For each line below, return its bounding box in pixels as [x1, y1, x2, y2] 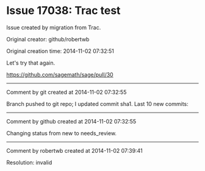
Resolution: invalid [6, 159, 52, 166]
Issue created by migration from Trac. [6, 24, 101, 31]
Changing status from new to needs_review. [6, 129, 117, 137]
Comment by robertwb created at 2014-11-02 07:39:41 [6, 147, 143, 154]
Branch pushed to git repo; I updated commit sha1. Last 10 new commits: [6, 100, 189, 107]
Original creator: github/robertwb [6, 35, 90, 43]
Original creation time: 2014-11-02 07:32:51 [6, 47, 115, 55]
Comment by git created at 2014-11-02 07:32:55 [6, 88, 127, 96]
